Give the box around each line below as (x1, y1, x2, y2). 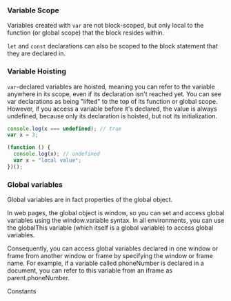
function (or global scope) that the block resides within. (7, 28, 165, 37)
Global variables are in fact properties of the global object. (7, 196, 173, 204)
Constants (7, 287, 37, 295)
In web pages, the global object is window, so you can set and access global (7, 209, 225, 217)
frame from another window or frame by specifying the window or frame (7, 252, 214, 260)
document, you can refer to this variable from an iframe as (7, 266, 173, 275)
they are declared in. (7, 49, 66, 57)
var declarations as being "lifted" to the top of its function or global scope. (7, 97, 219, 105)
